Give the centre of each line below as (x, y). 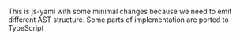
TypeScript (26, 28)
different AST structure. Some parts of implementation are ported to (118, 20)
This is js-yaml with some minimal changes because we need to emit (120, 11)
